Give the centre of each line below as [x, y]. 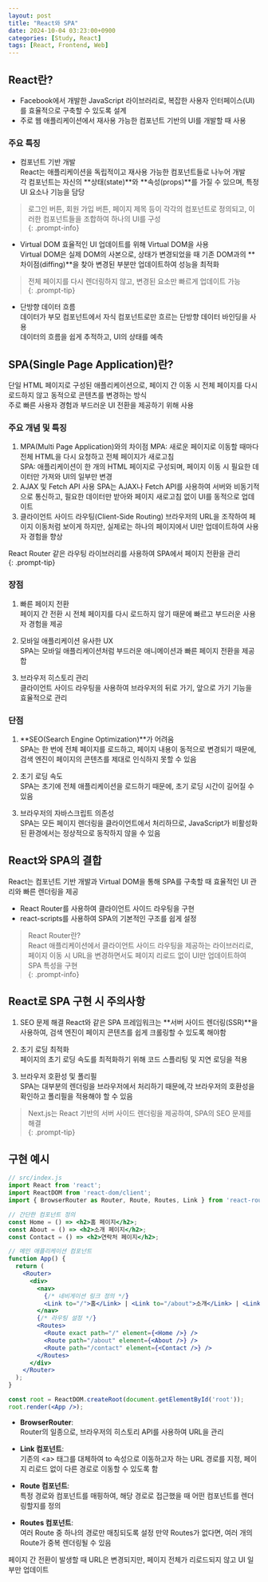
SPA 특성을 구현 [53, 965]
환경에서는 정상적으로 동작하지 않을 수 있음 [95, 833]
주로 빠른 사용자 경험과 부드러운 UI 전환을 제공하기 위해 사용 [101, 405]
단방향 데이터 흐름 [47, 307]
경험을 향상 [45, 537]
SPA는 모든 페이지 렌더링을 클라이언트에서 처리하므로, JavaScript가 [125, 823]
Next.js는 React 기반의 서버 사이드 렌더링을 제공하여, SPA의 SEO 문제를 [140, 1113]
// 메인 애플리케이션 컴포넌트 [50, 1251]
